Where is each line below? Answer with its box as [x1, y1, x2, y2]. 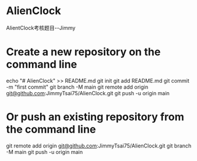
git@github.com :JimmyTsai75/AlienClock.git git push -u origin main [6, 89, 170, 96]
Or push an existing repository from [6, 110, 185, 124]
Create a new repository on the [6, 45, 161, 59]
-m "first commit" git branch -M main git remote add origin [6, 83, 149, 90]
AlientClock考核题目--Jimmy [6, 24, 75, 31]
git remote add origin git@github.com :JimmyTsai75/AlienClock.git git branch [6, 142, 192, 149]
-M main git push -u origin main [6, 148, 83, 155]
